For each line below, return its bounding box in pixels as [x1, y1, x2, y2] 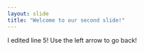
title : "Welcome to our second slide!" [7, 17, 126, 24]
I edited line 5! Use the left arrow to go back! [7, 36, 137, 44]
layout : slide [7, 10, 50, 17]
